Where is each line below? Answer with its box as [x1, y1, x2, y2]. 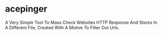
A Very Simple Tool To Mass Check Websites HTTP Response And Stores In [5, 19, 158, 25]
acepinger [5, 3, 47, 15]
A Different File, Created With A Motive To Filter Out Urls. [5, 24, 120, 30]
